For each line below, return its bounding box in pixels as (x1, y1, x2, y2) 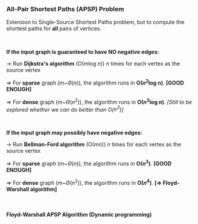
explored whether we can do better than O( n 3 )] (6, 104, 124, 113)
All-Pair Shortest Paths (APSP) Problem (6, 5, 124, 13)
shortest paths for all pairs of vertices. (6, 25, 101, 32)
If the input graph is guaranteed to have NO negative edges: (6, 48, 159, 56)
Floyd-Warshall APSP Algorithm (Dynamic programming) (6, 211, 152, 219)
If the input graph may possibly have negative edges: (6, 129, 143, 136)
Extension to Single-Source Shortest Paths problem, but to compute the (6, 19, 185, 26)
